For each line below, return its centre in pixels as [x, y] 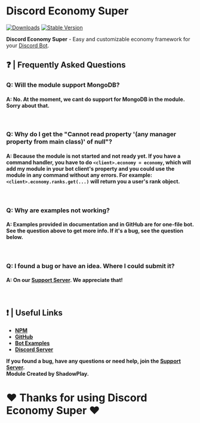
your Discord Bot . [28, 45]
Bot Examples [32, 343]
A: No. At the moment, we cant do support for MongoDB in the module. [96, 99]
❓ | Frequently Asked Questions [66, 65]
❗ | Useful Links [34, 313]
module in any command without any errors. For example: [79, 175]
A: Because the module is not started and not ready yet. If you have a [93, 156]
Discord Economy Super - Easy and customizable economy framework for [98, 39]
